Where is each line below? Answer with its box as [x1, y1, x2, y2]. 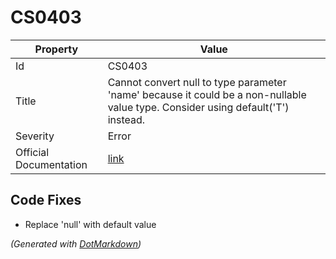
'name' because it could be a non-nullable [107, 87, 307, 101]
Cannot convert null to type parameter [107, 75, 287, 89]
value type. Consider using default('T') [107, 100, 290, 114]
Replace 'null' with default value [24, 218, 157, 230]
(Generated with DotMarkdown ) [10, 237, 142, 250]
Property [34, 42, 79, 56]
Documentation [15, 157, 88, 171]
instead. [107, 112, 146, 126]
